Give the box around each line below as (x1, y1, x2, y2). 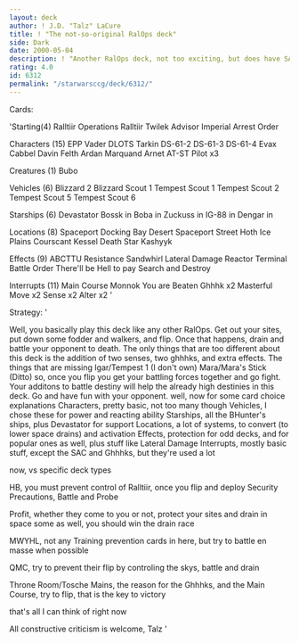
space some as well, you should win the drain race (9, 518, 195, 529)
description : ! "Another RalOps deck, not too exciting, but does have (9, 54, 280, 63)
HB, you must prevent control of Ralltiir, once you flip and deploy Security (9, 482, 279, 492)
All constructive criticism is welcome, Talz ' (9, 623, 167, 634)
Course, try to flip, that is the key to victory (9, 589, 166, 599)
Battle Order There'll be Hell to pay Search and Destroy (9, 262, 211, 273)
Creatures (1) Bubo (9, 165, 78, 176)
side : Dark (9, 37, 50, 47)
